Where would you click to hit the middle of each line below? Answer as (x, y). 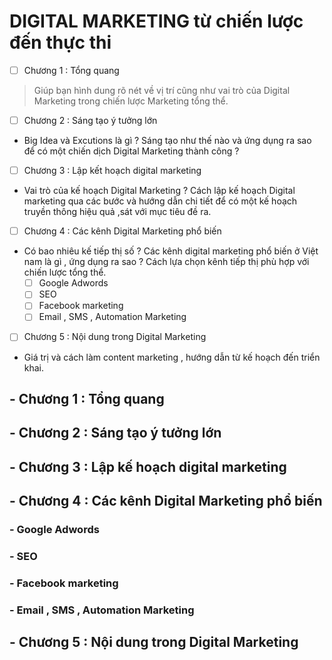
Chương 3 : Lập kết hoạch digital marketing (112, 171)
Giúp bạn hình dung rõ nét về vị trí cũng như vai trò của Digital (162, 90)
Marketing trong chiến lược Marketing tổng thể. (131, 101)
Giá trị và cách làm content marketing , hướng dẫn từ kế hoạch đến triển (172, 357)
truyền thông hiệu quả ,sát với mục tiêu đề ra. (117, 212)
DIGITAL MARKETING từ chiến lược (156, 21)
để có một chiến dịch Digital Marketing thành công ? (131, 151)
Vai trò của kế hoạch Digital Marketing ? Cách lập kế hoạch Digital (159, 191)
